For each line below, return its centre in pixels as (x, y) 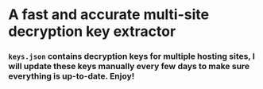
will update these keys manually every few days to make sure (129, 67)
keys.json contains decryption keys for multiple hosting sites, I (132, 56)
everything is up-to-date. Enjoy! (72, 76)
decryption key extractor (92, 31)
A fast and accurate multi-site (108, 15)
